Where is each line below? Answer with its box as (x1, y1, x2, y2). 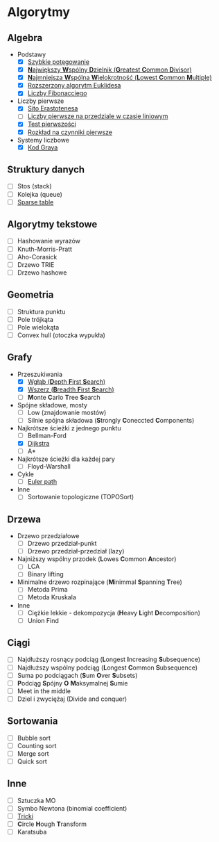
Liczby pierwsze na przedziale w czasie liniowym (27, 112, 168, 120)
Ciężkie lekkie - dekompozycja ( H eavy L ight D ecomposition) (27, 608, 201, 617)
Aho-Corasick (17, 252, 58, 261)
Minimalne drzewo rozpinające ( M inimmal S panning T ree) (17, 578, 182, 586)
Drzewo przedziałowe (17, 532, 80, 540)
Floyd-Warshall (27, 462, 71, 471)
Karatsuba (17, 827, 47, 836)
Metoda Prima (27, 585, 68, 594)
